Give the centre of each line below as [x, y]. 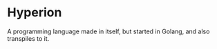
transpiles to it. [28, 38]
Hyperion [35, 13]
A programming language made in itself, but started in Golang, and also [108, 31]
